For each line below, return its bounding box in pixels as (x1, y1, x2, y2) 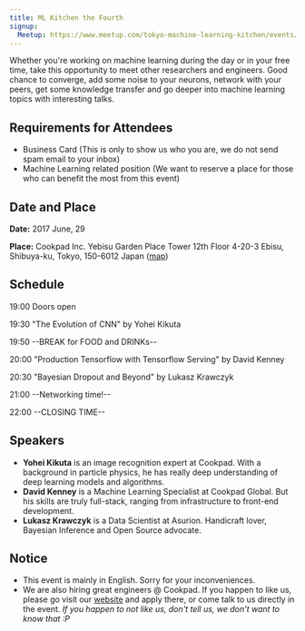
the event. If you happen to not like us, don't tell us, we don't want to (22, 604, 280, 615)
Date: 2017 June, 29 (9, 223, 86, 234)
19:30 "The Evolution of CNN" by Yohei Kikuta (9, 319, 182, 330)
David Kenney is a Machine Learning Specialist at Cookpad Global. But (22, 486, 289, 497)
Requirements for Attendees (9, 120, 173, 135)
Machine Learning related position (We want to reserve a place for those (22, 163, 294, 174)
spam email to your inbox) (22, 153, 121, 164)
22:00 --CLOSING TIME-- (9, 406, 106, 418)
